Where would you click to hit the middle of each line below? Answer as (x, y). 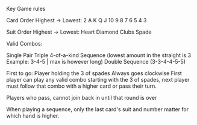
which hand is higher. (33, 116)
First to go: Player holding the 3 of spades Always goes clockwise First (94, 73)
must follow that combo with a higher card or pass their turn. (81, 86)
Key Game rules (26, 9)
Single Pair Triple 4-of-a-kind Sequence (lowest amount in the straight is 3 (99, 55)
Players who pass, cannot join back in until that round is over (82, 98)
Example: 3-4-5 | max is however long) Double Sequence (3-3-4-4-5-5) (96, 62)
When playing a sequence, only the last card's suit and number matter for (97, 109)
